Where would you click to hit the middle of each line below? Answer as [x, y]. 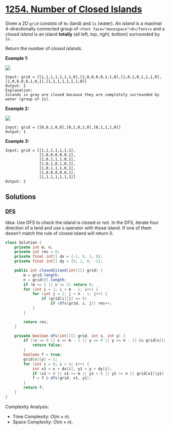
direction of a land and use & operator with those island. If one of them [78, 228]
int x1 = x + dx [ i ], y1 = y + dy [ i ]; [72, 369]
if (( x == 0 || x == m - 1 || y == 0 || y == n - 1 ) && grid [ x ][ [94, 340]
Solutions [21, 197]
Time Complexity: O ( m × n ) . [41, 416]
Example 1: [17, 58]
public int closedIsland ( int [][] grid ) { [58, 270]
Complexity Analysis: [27, 407]
